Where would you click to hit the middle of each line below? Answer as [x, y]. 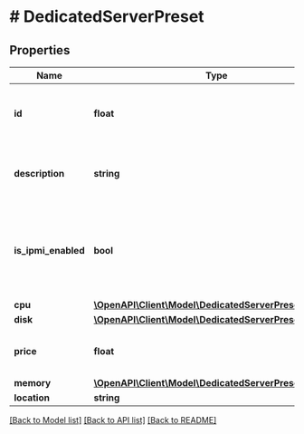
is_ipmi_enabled [49, 251]
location [32, 398]
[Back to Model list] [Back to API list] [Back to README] [113, 420]
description [39, 174]
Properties [40, 50]
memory [33, 383]
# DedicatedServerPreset [107, 17]
